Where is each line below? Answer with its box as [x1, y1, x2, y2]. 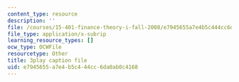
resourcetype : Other [7, 51, 69, 58]
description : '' [7, 17, 55, 24]
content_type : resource [7, 10, 78, 18]
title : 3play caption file [7, 57, 87, 64]
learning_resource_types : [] [7, 37, 94, 44]
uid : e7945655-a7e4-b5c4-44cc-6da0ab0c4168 [7, 63, 139, 71]
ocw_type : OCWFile [7, 43, 62, 51]
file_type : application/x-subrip [7, 30, 107, 38]
